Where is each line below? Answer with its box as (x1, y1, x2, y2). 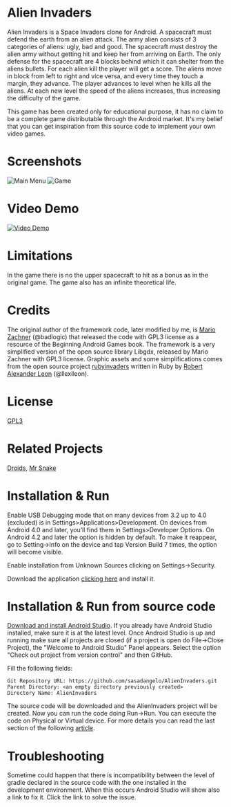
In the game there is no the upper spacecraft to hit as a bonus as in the (7, 271, 209, 279)
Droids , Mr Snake (7, 464, 57, 472)
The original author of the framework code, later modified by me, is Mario (7, 325, 216, 334)
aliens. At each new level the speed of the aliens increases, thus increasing (7, 87, 221, 95)
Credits (7, 302, 50, 318)
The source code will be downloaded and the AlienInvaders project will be (7, 702, 218, 710)
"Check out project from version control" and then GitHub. (7, 651, 173, 659)
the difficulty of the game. (7, 93, 81, 102)
